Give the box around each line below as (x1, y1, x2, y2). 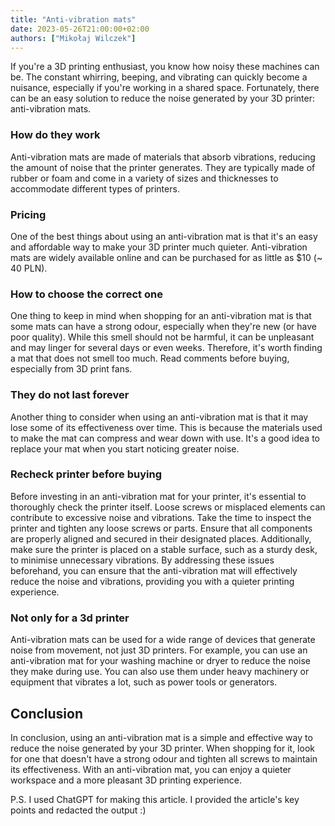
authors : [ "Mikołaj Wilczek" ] (10, 33, 137, 43)
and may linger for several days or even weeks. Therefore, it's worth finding (10, 342, 323, 354)
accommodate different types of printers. (10, 182, 180, 195)
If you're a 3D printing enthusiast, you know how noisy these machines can (10, 61, 320, 73)
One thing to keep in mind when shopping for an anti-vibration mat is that (10, 310, 312, 322)
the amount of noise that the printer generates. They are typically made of (10, 161, 316, 173)
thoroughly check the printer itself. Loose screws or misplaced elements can (10, 501, 326, 513)
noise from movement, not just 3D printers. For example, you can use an (10, 644, 308, 656)
